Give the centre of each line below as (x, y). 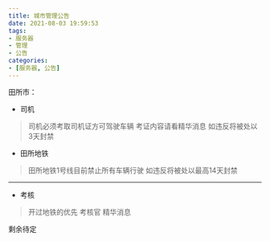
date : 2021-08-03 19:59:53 (53, 23)
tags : (17, 31)
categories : (28, 61)
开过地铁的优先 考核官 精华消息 (79, 212)
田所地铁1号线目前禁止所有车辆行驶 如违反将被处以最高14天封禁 (133, 170)
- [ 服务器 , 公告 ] (34, 68)
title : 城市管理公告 (39, 16)
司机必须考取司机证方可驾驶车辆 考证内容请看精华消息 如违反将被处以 (143, 126)
